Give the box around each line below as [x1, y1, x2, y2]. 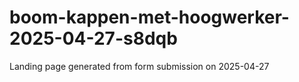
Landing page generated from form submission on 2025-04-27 [9, 60, 270, 72]
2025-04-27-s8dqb [9, 27, 178, 50]
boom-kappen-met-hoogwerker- [9, 6, 290, 29]
